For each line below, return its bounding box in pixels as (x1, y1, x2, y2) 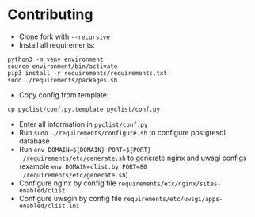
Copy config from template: (18, 89, 109, 100)
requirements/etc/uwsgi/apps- (123, 195, 223, 203)
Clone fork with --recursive (18, 32, 110, 41)
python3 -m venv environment (7, 55, 104, 63)
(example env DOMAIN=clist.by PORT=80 (18, 161, 147, 171)
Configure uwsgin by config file (18, 193, 122, 203)
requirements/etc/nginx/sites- (117, 180, 221, 188)
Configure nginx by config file (18, 178, 116, 188)
